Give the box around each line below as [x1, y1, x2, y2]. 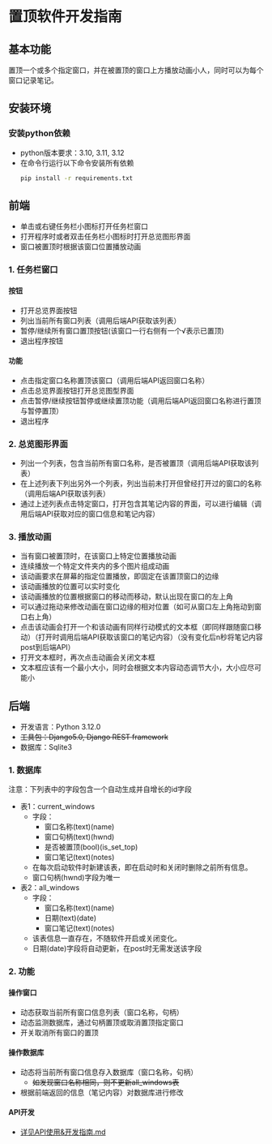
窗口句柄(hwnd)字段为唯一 [32, 873, 121, 883]
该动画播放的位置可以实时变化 [19, 582, 120, 591]
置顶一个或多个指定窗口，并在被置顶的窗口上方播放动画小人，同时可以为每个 [8, 66, 264, 75]
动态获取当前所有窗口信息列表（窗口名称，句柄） [19, 1007, 184, 1017]
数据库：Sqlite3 [19, 742, 73, 752]
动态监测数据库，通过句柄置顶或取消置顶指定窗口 [19, 1017, 184, 1027]
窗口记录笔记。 [8, 75, 58, 85]
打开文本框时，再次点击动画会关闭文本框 [19, 652, 155, 662]
